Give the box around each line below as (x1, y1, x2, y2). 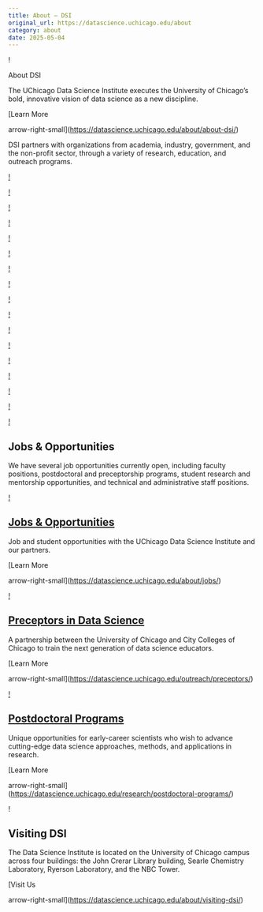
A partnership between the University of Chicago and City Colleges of (8, 635, 235, 644)
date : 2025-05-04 (8, 33, 65, 42)
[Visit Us (8, 880, 36, 889)
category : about (8, 26, 61, 34)
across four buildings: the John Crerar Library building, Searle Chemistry (8, 856, 244, 865)
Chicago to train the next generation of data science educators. (8, 643, 214, 652)
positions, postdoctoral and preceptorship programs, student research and (8, 469, 250, 479)
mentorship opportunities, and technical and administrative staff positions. (8, 478, 250, 487)
